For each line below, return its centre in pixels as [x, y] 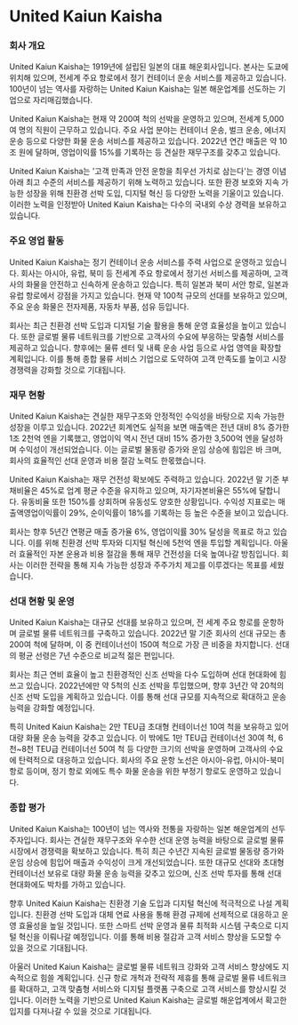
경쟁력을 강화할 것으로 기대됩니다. [68, 370]
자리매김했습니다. [63, 100]
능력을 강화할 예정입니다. [52, 708]
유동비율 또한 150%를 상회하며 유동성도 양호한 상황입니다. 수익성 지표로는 [149, 502]
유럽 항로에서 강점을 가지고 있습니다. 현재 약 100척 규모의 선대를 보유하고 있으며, [148, 295]
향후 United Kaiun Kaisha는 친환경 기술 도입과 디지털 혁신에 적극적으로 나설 [141, 903]
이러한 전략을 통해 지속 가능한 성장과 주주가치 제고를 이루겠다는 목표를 [147, 565]
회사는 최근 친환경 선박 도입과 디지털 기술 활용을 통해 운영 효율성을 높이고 [136, 325]
